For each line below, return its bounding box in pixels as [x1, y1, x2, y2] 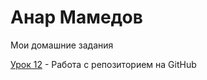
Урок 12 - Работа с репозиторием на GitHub [10, 58, 197, 70]
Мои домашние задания [10, 39, 114, 51]
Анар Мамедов [10, 6, 143, 29]
